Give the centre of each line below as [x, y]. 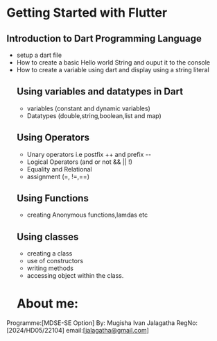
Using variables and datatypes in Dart [100, 92]
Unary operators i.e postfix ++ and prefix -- [89, 154]
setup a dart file [39, 55]
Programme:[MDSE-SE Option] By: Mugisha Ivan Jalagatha [91, 323]
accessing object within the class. [75, 276]
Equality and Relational [59, 169]
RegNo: [187, 323]
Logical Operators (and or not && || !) [80, 162]
